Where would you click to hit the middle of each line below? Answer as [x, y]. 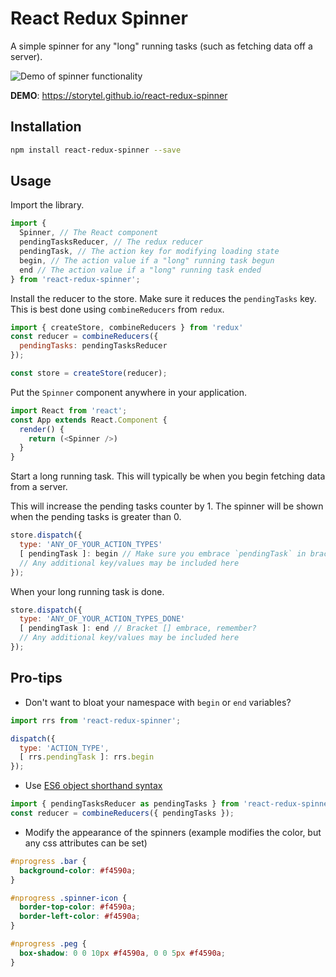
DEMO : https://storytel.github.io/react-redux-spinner [119, 95]
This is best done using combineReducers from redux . [117, 309]
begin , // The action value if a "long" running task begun [147, 260]
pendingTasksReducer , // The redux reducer [111, 242]
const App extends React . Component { [89, 420]
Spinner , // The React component [89, 233]
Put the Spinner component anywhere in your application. [128, 392]
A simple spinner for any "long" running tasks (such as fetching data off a [161, 46]
